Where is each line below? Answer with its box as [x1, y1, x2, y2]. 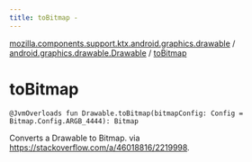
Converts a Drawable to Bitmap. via [9, 132, 140, 143]
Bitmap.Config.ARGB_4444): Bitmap [9, 116, 139, 126]
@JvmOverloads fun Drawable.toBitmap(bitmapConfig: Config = [9, 109, 244, 118]
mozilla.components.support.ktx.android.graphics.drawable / [9, 38, 236, 49]
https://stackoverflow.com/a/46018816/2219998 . [9, 141, 191, 153]
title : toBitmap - [9, 13, 78, 22]
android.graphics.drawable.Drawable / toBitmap [9, 47, 187, 58]
